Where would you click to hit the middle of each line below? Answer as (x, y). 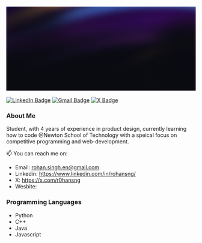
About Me (21, 116)
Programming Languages (44, 202)
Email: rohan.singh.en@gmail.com (57, 167)
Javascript (28, 234)
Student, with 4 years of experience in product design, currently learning (96, 129)
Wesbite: (26, 187)
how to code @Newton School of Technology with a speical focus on (92, 135)
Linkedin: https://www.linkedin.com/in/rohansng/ (75, 174)
